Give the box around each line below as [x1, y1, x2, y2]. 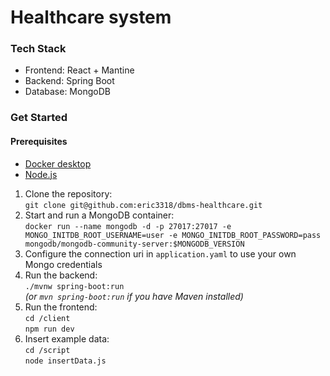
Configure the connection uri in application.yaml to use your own [24, 247, 297, 260]
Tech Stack [10, 42, 67, 56]
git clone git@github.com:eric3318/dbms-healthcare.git [24, 200, 263, 210]
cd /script [24, 345, 71, 355]
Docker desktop [24, 157, 92, 170]
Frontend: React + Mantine [24, 64, 135, 76]
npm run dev [24, 324, 75, 334]
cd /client [24, 313, 71, 323]
